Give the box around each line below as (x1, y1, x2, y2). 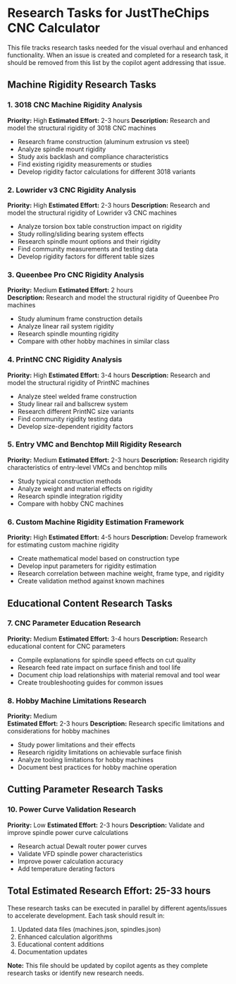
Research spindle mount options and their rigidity (17, 237, 161, 245)
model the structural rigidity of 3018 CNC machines (7, 124, 156, 132)
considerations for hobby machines (7, 727, 111, 735)
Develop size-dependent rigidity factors (17, 422, 134, 430)
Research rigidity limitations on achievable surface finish (17, 748, 182, 757)
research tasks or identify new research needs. (7, 968, 144, 977)
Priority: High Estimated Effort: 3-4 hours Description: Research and (7, 371, 211, 379)
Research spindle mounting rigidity (17, 330, 119, 338)
